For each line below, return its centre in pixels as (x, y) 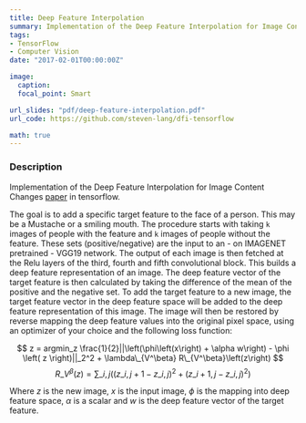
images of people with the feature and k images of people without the (140, 233)
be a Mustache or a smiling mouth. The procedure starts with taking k (140, 223)
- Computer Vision (44, 52)
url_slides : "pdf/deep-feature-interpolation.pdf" (107, 110)
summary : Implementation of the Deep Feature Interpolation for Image (146, 26)
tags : (20, 35)
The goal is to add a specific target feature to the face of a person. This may (153, 214)
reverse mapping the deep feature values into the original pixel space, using (152, 321)
